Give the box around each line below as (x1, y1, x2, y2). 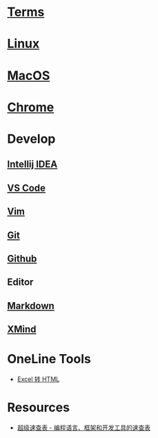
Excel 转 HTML (17, 375, 60, 383)
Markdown (7, 299, 55, 312)
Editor (7, 277, 34, 288)
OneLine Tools (7, 351, 91, 367)
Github (7, 252, 37, 264)
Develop (7, 131, 56, 146)
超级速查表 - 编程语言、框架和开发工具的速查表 (17, 423, 151, 432)
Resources (7, 400, 70, 416)
